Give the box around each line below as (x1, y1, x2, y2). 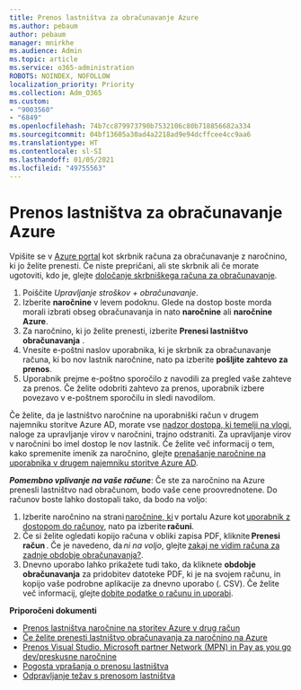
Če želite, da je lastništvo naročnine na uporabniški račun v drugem (9, 410, 259, 420)
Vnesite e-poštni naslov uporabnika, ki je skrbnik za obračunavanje (22, 345, 271, 356)
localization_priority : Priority (9, 80, 135, 89)
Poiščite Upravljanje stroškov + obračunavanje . (22, 287, 199, 298)
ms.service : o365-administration (9, 64, 135, 73)
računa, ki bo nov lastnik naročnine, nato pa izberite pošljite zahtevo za (22, 354, 288, 365)
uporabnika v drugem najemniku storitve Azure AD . (9, 457, 199, 468)
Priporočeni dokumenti (9, 606, 97, 616)
